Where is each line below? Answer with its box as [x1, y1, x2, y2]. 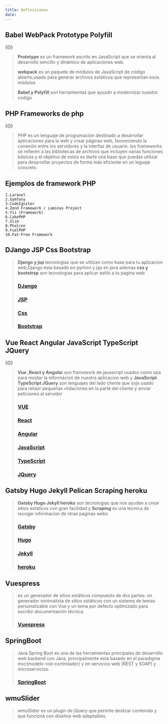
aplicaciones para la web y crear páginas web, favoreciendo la [17, 138, 147, 144]
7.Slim [5, 219, 19, 224]
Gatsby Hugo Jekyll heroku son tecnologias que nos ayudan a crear [17, 499, 159, 506]
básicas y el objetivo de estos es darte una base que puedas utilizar [17, 154, 158, 160]
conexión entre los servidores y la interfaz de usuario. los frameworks [17, 143, 162, 149]
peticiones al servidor [17, 391, 63, 397]
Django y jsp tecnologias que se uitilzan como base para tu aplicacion [17, 259, 163, 265]
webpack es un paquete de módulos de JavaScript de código [17, 69, 145, 75]
